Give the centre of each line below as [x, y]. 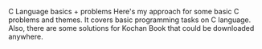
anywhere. [26, 36]
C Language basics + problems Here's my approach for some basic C [124, 11]
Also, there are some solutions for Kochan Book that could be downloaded [131, 28]
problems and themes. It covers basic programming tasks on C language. [130, 20]
